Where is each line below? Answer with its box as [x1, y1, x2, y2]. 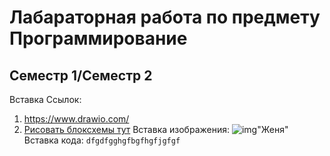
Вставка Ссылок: [9, 94, 82, 105]
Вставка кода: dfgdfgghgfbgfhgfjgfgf [23, 134, 181, 146]
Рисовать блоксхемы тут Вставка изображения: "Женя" [23, 124, 289, 135]
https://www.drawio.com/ [23, 113, 130, 125]
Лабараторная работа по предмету [9, 6, 321, 29]
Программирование [9, 27, 188, 50]
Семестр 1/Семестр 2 [9, 67, 153, 84]
